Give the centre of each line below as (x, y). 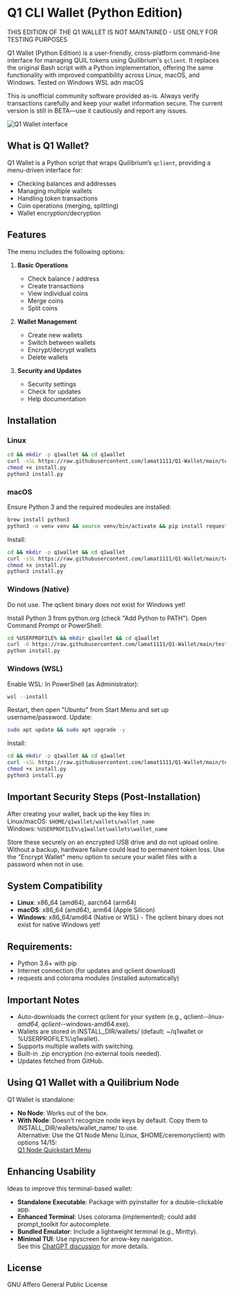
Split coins (42, 308)
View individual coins (58, 293)
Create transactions (56, 285)
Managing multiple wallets (54, 191)
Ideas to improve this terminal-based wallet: (70, 1188)
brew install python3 (38, 520)
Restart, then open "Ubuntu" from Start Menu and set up (88, 710)
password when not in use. (46, 864)
